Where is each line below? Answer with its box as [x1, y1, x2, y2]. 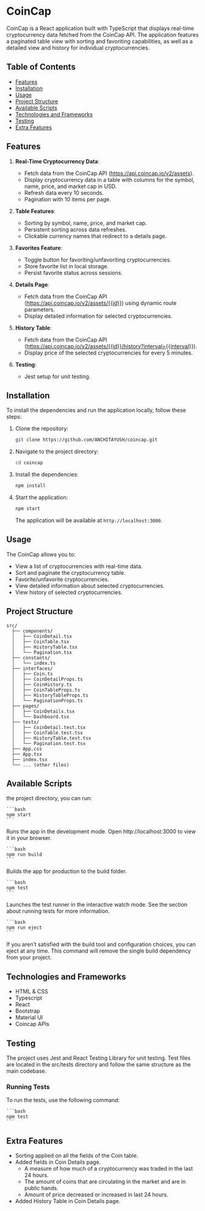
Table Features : [15, 207, 56, 215]
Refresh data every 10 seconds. [24, 189, 104, 197]
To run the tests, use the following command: [6, 1097, 120, 1104]
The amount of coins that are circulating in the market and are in [24, 1178, 186, 1185]
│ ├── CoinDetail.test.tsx [12, 724, 86, 730]
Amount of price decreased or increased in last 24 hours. [24, 1191, 169, 1198]
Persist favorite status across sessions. [24, 269, 123, 276]
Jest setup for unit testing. [24, 372, 91, 380]
